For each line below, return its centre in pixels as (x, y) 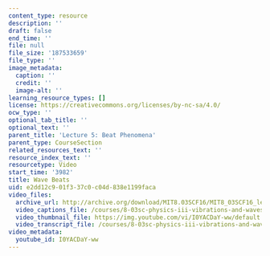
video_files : (30, 195)
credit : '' (34, 83)
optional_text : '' (39, 128)
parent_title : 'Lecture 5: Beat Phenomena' (82, 135)
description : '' (35, 23)
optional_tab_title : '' (48, 120)
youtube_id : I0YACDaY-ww (57, 240)
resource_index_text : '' (50, 157)
